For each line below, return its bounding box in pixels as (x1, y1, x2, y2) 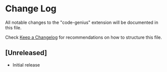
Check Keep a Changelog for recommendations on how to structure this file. (5, 34, 162, 40)
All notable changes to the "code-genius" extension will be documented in (5, 19, 158, 25)
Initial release (12, 62, 40, 68)
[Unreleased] (5, 49, 47, 57)
